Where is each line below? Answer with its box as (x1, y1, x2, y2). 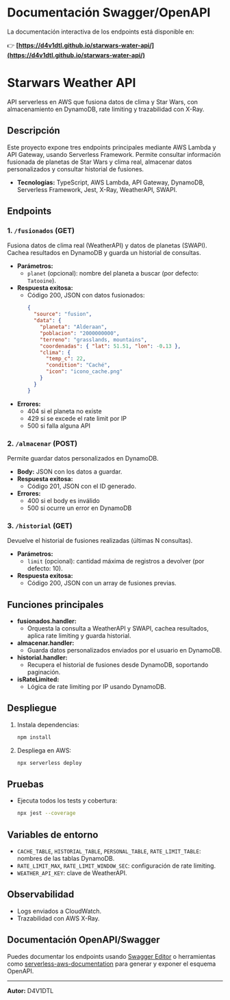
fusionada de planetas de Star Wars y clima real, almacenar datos (7, 158, 192, 166)
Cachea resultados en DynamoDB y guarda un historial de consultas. (7, 249, 201, 257)
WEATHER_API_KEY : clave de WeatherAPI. (16, 869, 127, 877)
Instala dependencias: (16, 720, 80, 729)
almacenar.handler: (16, 639, 75, 647)
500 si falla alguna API (27, 422, 91, 430)
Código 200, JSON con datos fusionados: (27, 291, 145, 300)
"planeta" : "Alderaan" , (40, 324, 107, 330)
